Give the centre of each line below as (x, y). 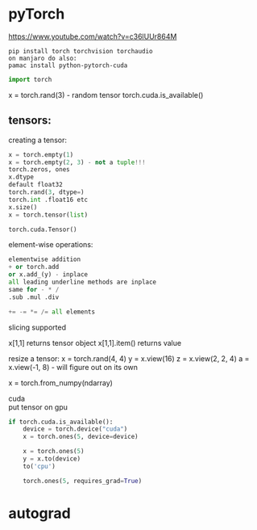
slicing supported (37, 327)
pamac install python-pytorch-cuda (68, 65)
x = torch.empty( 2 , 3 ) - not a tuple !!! (77, 162)
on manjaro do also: (43, 58)
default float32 (35, 185)
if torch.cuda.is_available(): (61, 422)
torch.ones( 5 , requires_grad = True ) (83, 481)
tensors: (30, 121)
